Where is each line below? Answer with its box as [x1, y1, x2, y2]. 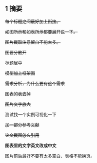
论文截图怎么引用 [5, 132, 39, 138]
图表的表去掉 [5, 91, 31, 96]
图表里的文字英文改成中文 [5, 143, 57, 148]
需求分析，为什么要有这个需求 [5, 80, 65, 86]
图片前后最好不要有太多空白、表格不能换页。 [5, 153, 95, 159]
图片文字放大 [5, 101, 31, 107]
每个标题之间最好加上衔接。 [5, 18, 61, 24]
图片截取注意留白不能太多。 [5, 39, 61, 45]
